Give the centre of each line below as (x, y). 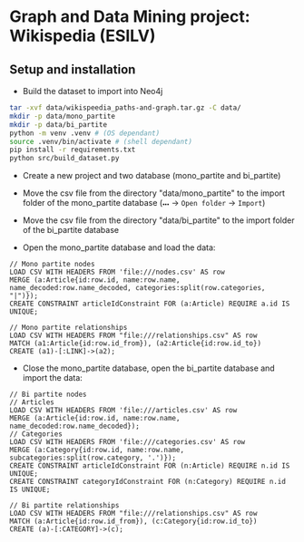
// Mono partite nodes (52, 265)
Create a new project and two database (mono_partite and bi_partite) (152, 176)
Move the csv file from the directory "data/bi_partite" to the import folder (158, 220)
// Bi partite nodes (49, 395)
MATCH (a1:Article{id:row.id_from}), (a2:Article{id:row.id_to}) (135, 344)
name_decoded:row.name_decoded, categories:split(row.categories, (137, 288)
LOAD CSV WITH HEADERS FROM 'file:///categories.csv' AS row (127, 442)
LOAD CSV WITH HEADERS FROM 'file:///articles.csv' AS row (123, 411)
